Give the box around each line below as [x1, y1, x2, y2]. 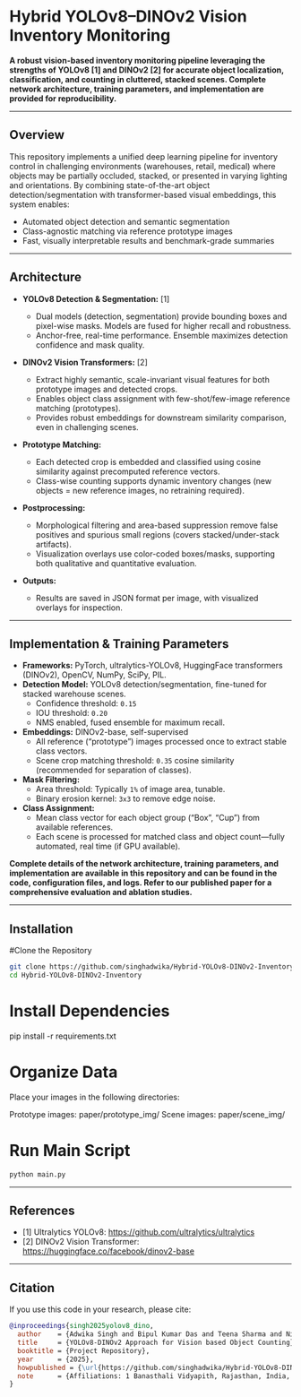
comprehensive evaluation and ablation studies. [9, 887, 193, 898]
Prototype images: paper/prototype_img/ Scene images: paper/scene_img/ [9, 1108, 286, 1119]
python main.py [9, 1169, 66, 1179]
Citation [9, 1280, 56, 1296]
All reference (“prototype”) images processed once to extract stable [35, 737, 287, 747]
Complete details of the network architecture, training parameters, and [9, 858, 279, 869]
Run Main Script [9, 1141, 131, 1160]
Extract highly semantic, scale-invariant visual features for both [35, 374, 271, 384]
